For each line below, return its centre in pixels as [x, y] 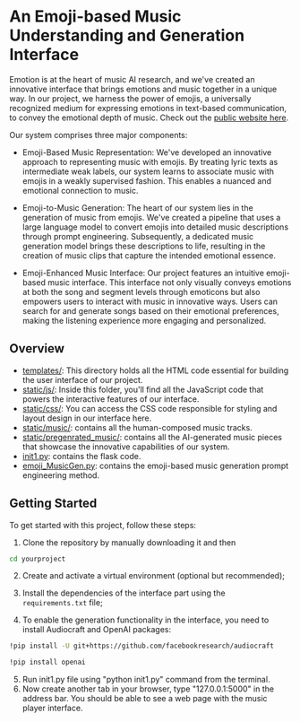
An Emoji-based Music [95, 17]
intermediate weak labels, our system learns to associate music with [148, 171]
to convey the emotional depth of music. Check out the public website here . [149, 117]
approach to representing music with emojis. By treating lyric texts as [150, 161]
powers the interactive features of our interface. [111, 399]
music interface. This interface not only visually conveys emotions [170, 282]
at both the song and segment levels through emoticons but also [141, 291]
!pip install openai [48, 662]
